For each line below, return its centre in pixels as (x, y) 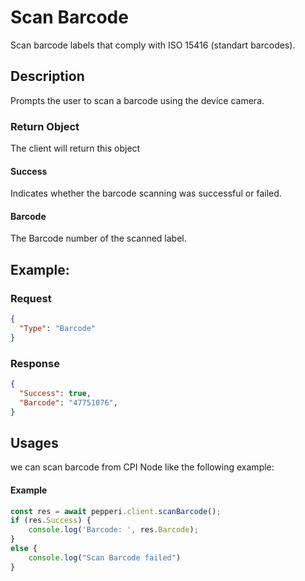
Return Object (45, 126)
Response (35, 363)
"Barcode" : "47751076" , (68, 402)
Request (31, 298)
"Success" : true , (55, 393)
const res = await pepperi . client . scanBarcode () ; (116, 511)
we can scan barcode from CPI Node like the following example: (142, 467)
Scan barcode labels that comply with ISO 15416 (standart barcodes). (153, 45)
